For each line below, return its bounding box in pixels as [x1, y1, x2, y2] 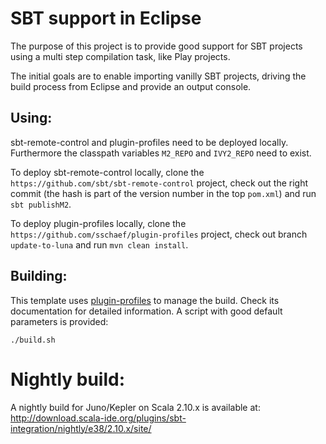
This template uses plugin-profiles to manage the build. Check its [10, 294, 280, 306]
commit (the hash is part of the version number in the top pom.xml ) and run [10, 187, 317, 199]
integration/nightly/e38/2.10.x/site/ [10, 422, 152, 434]
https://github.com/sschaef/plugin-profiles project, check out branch [10, 228, 308, 240]
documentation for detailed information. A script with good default [10, 305, 283, 317]
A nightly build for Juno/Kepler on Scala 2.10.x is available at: [10, 401, 261, 413]
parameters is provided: [10, 315, 109, 327]
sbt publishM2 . [10, 198, 72, 210]
